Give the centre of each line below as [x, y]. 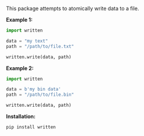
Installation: [21, 116]
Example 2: [20, 68]
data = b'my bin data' [34, 89]
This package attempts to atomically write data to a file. [73, 8]
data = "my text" [27, 41]
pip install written [31, 127]
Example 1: [20, 20]
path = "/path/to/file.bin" [40, 95]
